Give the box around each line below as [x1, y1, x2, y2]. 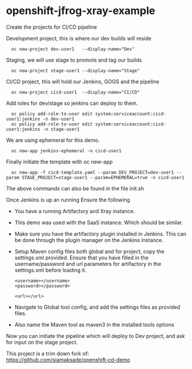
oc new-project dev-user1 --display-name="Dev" [11, 46, 135, 52]
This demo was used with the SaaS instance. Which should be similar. [14, 218, 183, 226]
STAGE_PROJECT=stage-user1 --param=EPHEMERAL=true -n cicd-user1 [21, 175, 184, 180]
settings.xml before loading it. [14, 266, 87, 274]
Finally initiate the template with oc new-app [6, 158, 113, 165]
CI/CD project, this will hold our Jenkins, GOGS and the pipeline [6, 78, 160, 85]
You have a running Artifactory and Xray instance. [14, 207, 135, 214]
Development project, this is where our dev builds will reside [6, 35, 152, 42]
